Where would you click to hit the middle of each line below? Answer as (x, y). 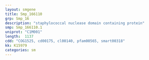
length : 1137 (19, 37)
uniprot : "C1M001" (24, 32)
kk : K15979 (16, 45)
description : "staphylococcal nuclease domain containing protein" (75, 23)
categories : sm (20, 50)
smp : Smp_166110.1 (24, 28)
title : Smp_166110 (24, 14)
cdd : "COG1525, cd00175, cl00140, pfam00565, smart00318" (65, 41)
